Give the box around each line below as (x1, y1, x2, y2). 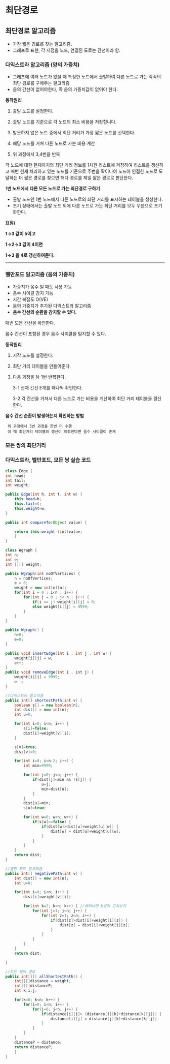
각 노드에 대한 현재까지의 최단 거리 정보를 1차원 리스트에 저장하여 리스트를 (5, 162, 150, 168)
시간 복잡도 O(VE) (12, 296, 49, 302)
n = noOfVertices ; (14, 575, 53, 581)
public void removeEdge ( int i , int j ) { (5, 670, 94, 675)
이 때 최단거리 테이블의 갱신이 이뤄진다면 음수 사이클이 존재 (7, 429, 116, 434)
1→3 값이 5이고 (5, 231, 36, 237)
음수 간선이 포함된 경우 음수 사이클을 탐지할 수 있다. (5, 330, 106, 337)
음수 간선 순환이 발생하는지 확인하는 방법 (5, 412, 84, 418)
